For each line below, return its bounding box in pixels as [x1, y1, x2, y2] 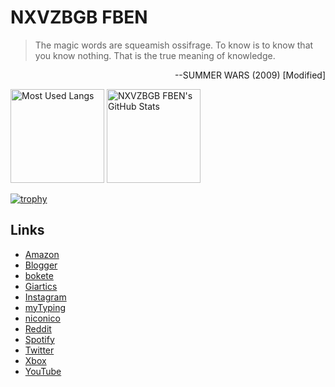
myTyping [24, 301, 67, 313]
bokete [24, 269, 54, 281]
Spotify [24, 333, 55, 345]
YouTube [24, 365, 62, 377]
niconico [24, 312, 61, 324]
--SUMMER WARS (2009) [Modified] [174, 69, 326, 81]
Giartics [24, 280, 58, 292]
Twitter [24, 344, 55, 356]
